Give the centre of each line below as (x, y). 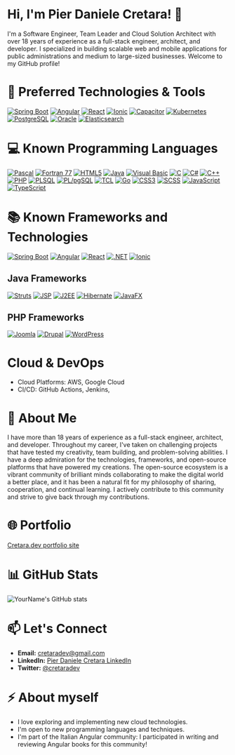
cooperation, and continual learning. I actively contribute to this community (116, 490)
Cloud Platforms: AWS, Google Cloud (71, 382)
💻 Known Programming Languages (113, 148)
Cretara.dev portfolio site (43, 545)
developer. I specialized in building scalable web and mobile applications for (117, 48)
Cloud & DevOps (56, 362)
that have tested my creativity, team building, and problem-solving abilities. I (117, 453)
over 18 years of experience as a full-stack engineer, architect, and (104, 41)
